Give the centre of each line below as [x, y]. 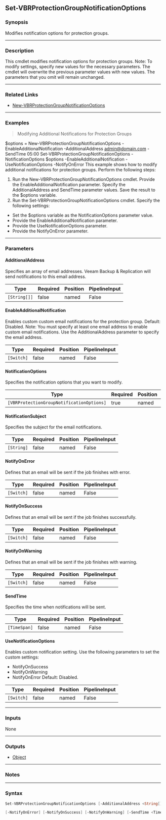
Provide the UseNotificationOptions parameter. [60, 225]
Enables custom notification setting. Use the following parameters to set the [82, 652]
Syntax [14, 793]
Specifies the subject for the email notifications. [54, 427]
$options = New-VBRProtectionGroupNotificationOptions [63, 143]
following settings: [31, 206]
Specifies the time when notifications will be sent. [56, 607]
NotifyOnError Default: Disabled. [45, 677]
